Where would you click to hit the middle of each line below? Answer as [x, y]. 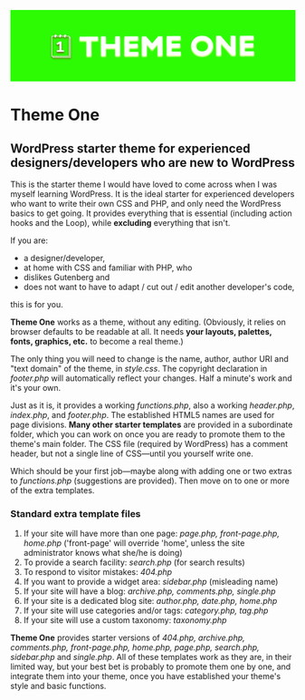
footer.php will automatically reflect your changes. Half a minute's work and [151, 378]
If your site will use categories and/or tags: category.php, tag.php [146, 611]
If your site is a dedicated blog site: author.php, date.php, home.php [150, 601]
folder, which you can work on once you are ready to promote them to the [148, 434]
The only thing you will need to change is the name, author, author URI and [149, 359]
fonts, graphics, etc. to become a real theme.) [97, 341]
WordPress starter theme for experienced [131, 148]
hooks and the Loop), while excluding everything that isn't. [120, 223]
